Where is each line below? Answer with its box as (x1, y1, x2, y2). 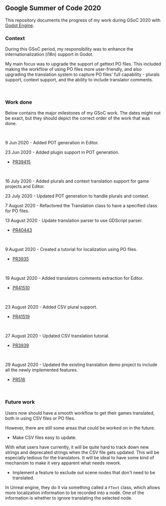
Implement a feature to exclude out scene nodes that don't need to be (12, 469, 155, 475)
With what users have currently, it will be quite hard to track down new (5, 444, 149, 450)
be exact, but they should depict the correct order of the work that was (5, 115, 150, 121)
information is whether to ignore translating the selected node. (5, 495, 133, 501)
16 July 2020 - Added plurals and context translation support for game (5, 178, 150, 184)
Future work (5, 399, 35, 406)
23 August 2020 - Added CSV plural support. (5, 304, 98, 310)
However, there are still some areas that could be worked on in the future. (5, 425, 155, 431)
